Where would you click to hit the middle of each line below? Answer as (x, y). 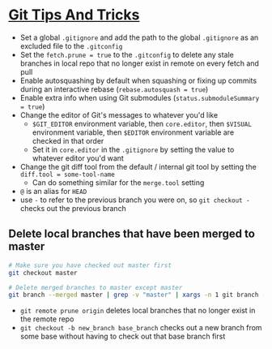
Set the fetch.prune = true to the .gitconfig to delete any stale (127, 54)
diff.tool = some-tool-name (67, 174)
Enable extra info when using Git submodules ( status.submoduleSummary (140, 97)
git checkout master (43, 273)
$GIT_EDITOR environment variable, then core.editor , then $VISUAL (142, 123)
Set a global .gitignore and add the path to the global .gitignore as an (139, 37)
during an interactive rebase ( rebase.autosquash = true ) (114, 89)
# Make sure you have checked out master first (90, 265)
